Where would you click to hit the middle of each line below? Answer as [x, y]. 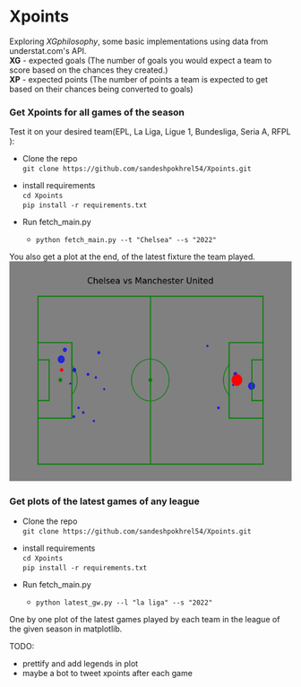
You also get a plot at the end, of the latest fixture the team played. [132, 257]
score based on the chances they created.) [89, 70]
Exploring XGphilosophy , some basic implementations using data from [139, 41]
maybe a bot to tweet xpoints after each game [107, 673]
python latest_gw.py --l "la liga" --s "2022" [124, 603]
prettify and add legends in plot [80, 663]
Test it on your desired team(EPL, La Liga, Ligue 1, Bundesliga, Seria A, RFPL [150, 132]
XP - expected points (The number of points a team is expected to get [139, 79]
